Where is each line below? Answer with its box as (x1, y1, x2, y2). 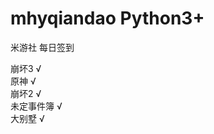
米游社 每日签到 (10, 41, 75, 53)
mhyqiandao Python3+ (10, 7, 205, 30)
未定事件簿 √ (10, 100, 63, 112)
